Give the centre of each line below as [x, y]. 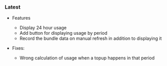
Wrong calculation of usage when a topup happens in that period [87, 58]
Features [21, 18]
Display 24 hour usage [43, 28]
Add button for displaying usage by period [64, 33]
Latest [13, 7]
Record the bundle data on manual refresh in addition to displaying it [91, 38]
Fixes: [18, 48]
